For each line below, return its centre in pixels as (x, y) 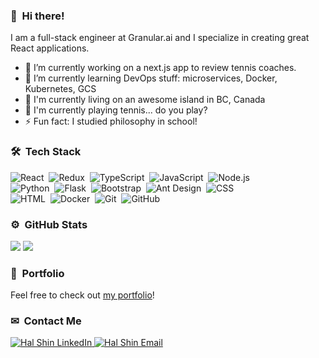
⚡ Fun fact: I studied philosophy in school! (111, 121)
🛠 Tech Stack (46, 152)
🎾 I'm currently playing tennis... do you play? (116, 110)
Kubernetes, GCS (60, 89)
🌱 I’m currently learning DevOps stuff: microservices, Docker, (151, 78)
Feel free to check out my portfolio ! (82, 295)
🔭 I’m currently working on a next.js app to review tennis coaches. (160, 68)
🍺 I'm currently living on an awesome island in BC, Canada (145, 100)
